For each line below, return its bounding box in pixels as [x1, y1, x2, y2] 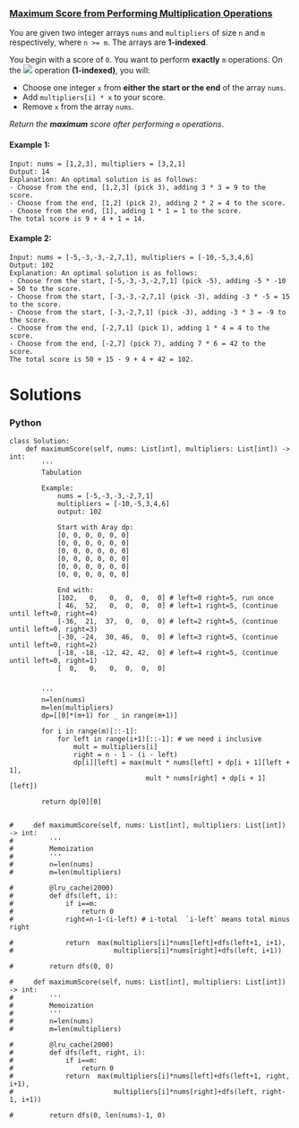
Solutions [9, 384, 82, 405]
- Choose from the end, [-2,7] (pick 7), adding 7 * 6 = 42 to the [9, 339, 267, 348]
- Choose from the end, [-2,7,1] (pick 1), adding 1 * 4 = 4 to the [9, 323, 270, 332]
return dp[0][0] [41, 797, 102, 806]
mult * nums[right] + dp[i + [145, 774, 254, 783]
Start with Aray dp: [56, 523, 134, 532]
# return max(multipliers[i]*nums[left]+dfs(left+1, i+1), [9, 939, 286, 948]
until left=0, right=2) [9, 641, 98, 650]
